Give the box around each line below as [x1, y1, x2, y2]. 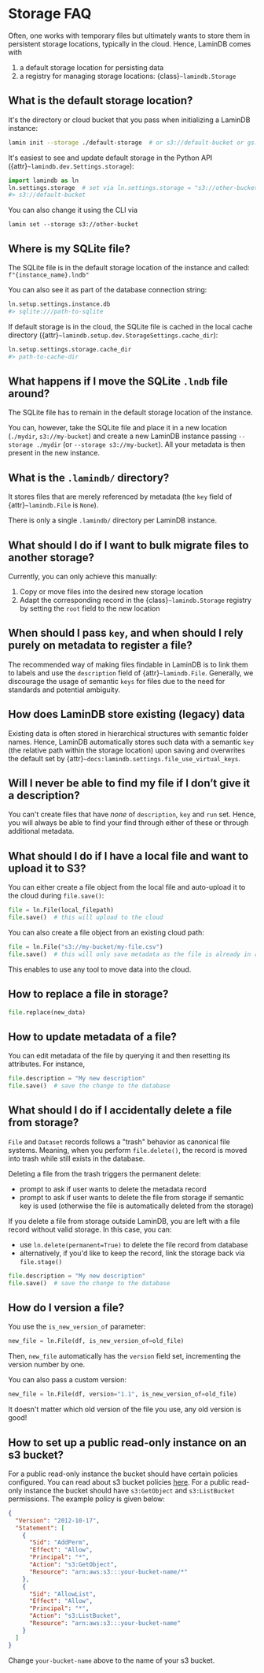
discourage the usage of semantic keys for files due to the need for [8, 676, 225, 686]
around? [8, 387, 50, 400]
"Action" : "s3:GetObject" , [28, 1561, 118, 1569]
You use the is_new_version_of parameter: [8, 1322, 146, 1332]
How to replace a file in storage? [8, 987, 169, 1001]
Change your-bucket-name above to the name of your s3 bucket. [8, 1656, 215, 1665]
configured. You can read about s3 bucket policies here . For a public [8, 1477, 230, 1486]
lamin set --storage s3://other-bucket [8, 221, 139, 229]
